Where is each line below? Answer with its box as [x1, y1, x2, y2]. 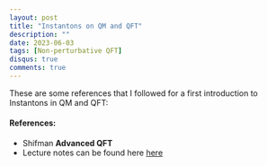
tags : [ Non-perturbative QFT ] [9, 47, 123, 56]
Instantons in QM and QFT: [9, 97, 109, 108]
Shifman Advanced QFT [22, 138, 113, 149]
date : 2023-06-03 [9, 38, 75, 48]
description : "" [9, 30, 70, 39]
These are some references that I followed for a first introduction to [9, 87, 258, 99]
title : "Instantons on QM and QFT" [9, 22, 143, 31]
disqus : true [9, 55, 58, 64]
